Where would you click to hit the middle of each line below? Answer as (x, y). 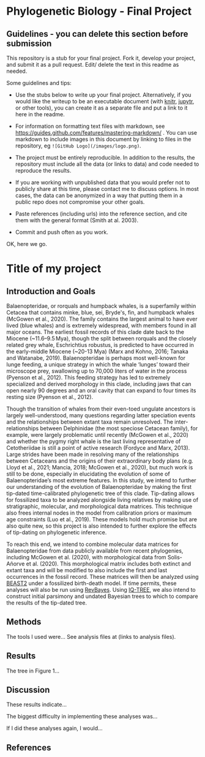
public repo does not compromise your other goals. (80, 202)
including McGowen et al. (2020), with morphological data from (86, 557)
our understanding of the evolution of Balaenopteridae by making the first (99, 487)
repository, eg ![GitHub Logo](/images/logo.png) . (78, 146)
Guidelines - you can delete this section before (97, 34)
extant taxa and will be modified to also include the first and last (87, 570)
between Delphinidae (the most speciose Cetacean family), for (119, 428)
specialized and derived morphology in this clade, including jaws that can (99, 384)
